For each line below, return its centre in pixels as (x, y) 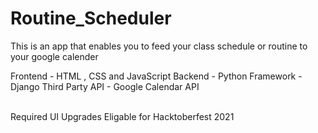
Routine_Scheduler (91, 18)
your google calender (54, 56)
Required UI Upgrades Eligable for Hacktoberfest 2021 (122, 116)
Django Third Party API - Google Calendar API (105, 86)
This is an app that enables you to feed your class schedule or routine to (159, 46)
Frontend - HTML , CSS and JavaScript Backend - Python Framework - (156, 76)
